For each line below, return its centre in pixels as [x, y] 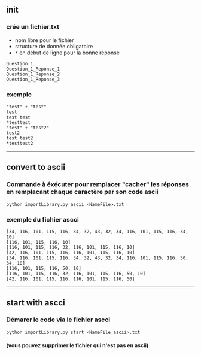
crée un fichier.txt [33, 27]
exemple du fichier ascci [42, 219]
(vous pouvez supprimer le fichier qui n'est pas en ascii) [77, 345]
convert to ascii [36, 167]
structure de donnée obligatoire [54, 46]
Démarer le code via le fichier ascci [58, 320]
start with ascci [36, 303]
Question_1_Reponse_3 [33, 79]
